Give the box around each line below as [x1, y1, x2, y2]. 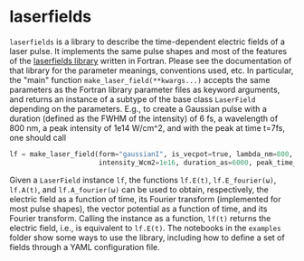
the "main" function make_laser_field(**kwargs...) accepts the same [9, 74, 271, 85]
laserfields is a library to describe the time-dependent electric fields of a [9, 36, 285, 47]
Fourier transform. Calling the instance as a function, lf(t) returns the [9, 212, 271, 223]
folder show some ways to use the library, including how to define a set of [9, 232, 285, 243]
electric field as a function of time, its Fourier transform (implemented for [9, 193, 281, 204]
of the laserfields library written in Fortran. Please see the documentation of [9, 55, 292, 66]
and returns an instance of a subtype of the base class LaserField [9, 93, 256, 105]
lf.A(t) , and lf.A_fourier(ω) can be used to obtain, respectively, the [9, 183, 269, 195]
